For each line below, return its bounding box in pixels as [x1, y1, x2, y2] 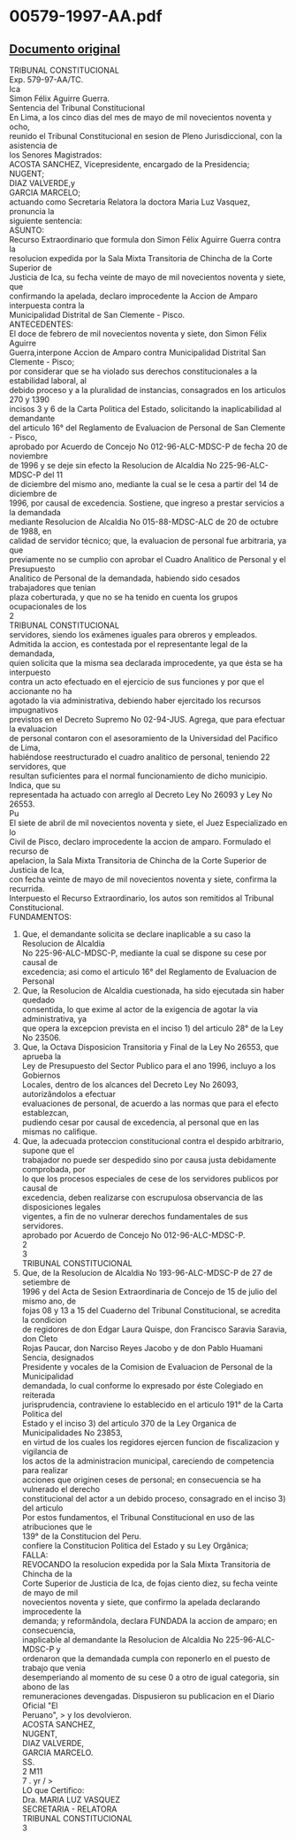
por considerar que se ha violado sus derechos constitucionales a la [9, 366, 258, 376]
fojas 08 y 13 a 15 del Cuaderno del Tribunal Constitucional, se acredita [21, 1305, 281, 1316]
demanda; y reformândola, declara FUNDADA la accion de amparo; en [21, 1616, 277, 1626]
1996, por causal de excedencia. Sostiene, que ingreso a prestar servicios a [9, 498, 285, 508]
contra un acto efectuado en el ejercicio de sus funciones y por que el [9, 676, 265, 687]
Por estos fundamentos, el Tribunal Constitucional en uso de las [21, 1512, 254, 1522]
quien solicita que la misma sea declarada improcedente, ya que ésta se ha [9, 658, 283, 668]
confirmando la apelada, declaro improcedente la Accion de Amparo [9, 290, 258, 301]
